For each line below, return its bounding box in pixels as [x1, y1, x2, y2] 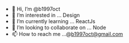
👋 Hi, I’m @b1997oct [11, 6, 61, 12]
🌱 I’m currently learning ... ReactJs [11, 18, 95, 24]
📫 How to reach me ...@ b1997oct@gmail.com [11, 31, 124, 37]
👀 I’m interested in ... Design [11, 12, 80, 19]
